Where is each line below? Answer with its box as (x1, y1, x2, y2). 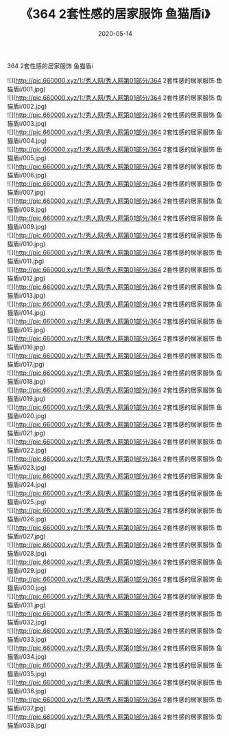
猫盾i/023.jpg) (7, 463, 47, 471)
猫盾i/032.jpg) (7, 618, 47, 626)
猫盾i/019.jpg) (7, 394, 46, 402)
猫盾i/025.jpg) (7, 497, 47, 506)
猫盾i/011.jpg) (7, 257, 45, 265)
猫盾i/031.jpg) (7, 600, 46, 609)
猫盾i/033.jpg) (7, 635, 47, 643)
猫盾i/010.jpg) (7, 239, 46, 248)
